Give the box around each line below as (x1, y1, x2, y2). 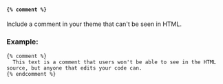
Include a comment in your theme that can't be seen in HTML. (6, 20, 182, 28)
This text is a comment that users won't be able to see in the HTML (12, 59, 216, 66)
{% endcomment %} (6, 70, 56, 77)
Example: (6, 37, 39, 46)
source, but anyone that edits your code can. (6, 64, 142, 72)
